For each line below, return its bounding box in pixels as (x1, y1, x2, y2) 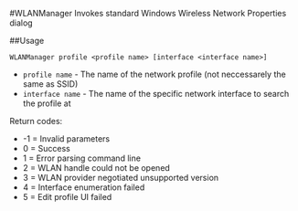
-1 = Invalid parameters (22, 133, 111, 144)
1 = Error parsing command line (22, 153, 142, 164)
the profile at (22, 98, 71, 109)
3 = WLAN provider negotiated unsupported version (22, 173, 219, 183)
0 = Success (22, 143, 70, 153)
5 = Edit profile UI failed (22, 192, 112, 202)
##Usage (9, 36, 45, 46)
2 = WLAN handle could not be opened (22, 163, 171, 173)
